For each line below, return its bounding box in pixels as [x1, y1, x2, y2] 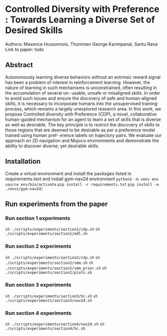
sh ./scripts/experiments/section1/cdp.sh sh [5, 227, 100, 232]
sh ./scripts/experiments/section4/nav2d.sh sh [5, 322, 104, 327]
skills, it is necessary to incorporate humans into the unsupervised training [5, 101, 158, 107]
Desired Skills [5, 25, 63, 36]
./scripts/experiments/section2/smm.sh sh [5, 260, 93, 265]
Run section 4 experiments [5, 310, 72, 317]
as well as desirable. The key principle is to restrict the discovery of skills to [5, 121, 160, 127]
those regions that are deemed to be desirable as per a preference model [5, 127, 156, 133]
